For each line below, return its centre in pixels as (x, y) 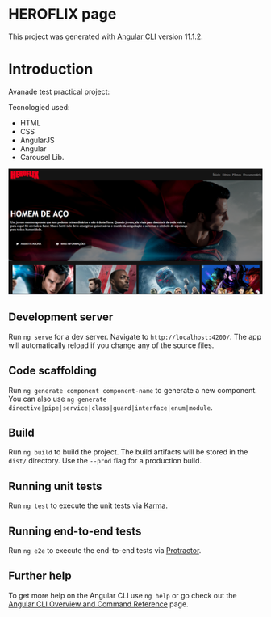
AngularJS (37, 140)
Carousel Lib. (42, 157)
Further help (40, 576)
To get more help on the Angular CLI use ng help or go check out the (123, 595)
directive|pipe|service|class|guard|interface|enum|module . (110, 407)
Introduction (51, 69)
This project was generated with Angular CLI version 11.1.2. (106, 36)
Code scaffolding (52, 371)
